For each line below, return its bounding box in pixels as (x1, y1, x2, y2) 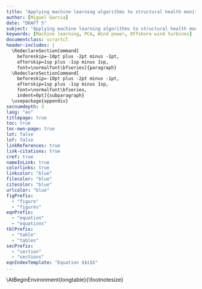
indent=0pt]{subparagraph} (17, 92, 85, 98)
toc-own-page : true (6, 126, 55, 132)
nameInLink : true (6, 159, 50, 165)
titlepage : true (6, 115, 47, 121)
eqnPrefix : (6, 209, 34, 216)
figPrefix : (6, 192, 34, 198)
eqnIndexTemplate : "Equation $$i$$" (6, 260, 98, 266)
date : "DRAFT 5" (6, 20, 47, 26)
